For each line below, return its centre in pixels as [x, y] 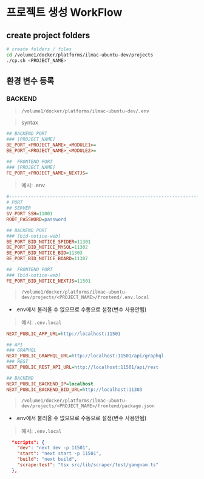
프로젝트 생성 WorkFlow [64, 12]
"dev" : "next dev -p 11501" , [54, 448]
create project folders [48, 35]
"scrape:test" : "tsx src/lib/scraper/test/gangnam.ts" [88, 465]
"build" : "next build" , [47, 460]
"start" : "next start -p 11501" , [59, 453]
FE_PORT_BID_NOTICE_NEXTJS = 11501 [49, 281]
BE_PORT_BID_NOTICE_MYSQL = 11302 [47, 247]
